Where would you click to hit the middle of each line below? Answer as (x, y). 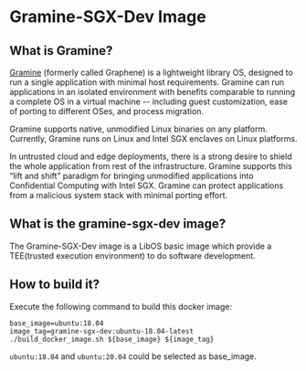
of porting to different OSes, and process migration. (106, 111)
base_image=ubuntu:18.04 (57, 323)
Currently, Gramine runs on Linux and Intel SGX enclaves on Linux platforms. (153, 138)
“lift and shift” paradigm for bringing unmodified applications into (132, 176)
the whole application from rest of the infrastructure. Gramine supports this (151, 166)
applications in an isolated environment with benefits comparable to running (153, 92)
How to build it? (55, 285)
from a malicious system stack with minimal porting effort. (119, 195)
